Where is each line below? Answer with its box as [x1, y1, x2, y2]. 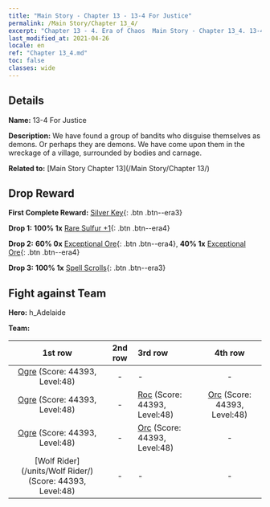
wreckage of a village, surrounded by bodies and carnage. [8, 148, 202, 157]
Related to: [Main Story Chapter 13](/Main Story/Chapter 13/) [8, 163, 211, 173]
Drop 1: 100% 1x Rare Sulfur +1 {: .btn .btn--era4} [8, 223, 170, 233]
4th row [214, 347, 245, 358]
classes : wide [8, 64, 56, 72]
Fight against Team [8, 286, 107, 300]
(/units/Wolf [21, 465, 66, 476]
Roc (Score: [137, 389, 182, 400]
